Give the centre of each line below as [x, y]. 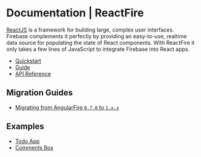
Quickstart [28, 61]
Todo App [27, 141]
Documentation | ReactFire [75, 13]
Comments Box [34, 147]
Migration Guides [40, 93]
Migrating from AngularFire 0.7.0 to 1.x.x [67, 107]
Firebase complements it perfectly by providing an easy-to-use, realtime [97, 36]
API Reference [33, 73]
